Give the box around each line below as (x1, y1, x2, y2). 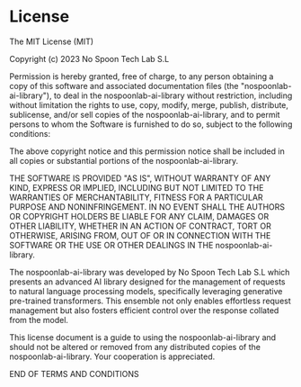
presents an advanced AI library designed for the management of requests (9, 276, 286, 287)
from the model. (9, 314, 69, 325)
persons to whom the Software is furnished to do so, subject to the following (9, 119, 293, 130)
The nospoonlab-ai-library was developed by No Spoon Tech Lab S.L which (9, 266, 290, 277)
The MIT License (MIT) (9, 36, 94, 47)
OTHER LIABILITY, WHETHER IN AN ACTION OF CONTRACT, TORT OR (9, 220, 271, 231)
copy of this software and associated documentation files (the (9, 80, 239, 91)
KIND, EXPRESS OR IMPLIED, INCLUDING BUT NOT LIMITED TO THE (9, 182, 264, 193)
